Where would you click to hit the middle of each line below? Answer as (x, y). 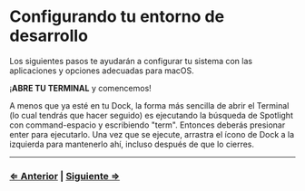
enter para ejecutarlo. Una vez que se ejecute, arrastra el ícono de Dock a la (152, 134)
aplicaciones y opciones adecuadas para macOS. (102, 71)
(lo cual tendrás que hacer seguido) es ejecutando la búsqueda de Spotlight (151, 115)
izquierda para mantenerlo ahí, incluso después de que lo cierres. (132, 144)
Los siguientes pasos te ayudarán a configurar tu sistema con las (131, 61)
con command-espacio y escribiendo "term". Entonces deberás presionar (148, 125)
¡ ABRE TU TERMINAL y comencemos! (80, 88)
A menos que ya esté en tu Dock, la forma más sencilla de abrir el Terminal (149, 105)
